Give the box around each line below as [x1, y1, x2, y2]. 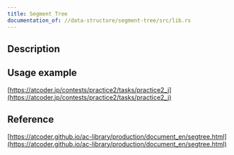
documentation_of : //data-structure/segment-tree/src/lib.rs [7, 17, 192, 24]
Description [7, 43, 60, 55]
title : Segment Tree [7, 10, 69, 18]
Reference [7, 113, 54, 125]
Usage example [7, 67, 78, 79]
